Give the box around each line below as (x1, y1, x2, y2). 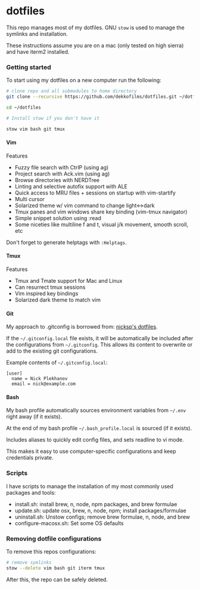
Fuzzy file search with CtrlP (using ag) (14, 164, 109, 171)
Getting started (6, 63, 52, 71)
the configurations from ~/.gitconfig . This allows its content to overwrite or (6, 341, 193, 349)
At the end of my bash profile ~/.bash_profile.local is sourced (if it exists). (6, 425, 192, 432)
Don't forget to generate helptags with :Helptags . (6, 239, 127, 246)
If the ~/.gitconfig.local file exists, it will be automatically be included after (6, 335, 193, 342)
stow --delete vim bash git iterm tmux (6, 565, 105, 571)
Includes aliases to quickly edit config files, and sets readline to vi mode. (6, 436, 185, 443)
